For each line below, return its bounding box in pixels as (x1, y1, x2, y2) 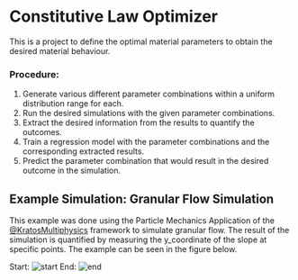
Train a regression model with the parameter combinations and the (22, 137, 270, 148)
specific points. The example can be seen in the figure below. (9, 244, 238, 255)
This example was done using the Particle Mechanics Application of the (9, 215, 275, 226)
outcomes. (22, 127, 63, 138)
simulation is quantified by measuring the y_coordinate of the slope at (9, 234, 267, 245)
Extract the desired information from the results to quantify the (22, 117, 255, 128)
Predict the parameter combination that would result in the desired (22, 156, 269, 167)
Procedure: (9, 68, 60, 80)
